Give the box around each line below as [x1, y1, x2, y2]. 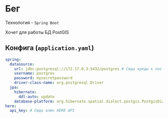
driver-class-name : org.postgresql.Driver [14, 80, 104, 85]
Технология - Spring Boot [5, 19, 59, 25]
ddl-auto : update [18, 94, 55, 99]
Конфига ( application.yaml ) [5, 43, 94, 52]
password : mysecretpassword [14, 75, 72, 80]
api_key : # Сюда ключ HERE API [9, 108, 75, 113]
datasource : [9, 61, 35, 66]
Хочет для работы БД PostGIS [5, 29, 69, 35]
